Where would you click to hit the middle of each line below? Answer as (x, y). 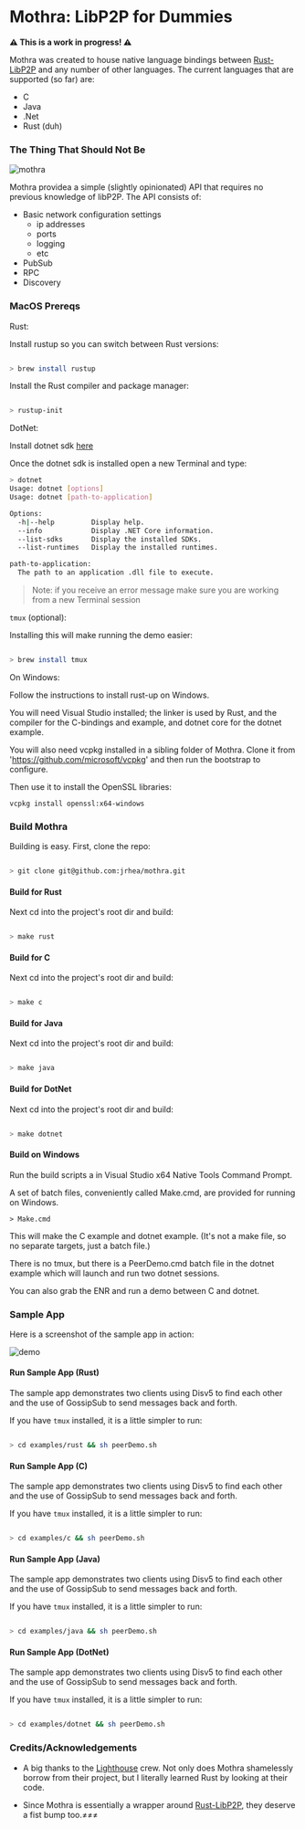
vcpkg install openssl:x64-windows (77, 804)
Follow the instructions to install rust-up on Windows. (110, 695)
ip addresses (61, 225)
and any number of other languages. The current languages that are (166, 69)
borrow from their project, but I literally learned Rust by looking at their (155, 1777)
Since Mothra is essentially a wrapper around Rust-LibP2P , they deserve (159, 1804)
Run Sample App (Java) (55, 1559)
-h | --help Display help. (81, 522)
